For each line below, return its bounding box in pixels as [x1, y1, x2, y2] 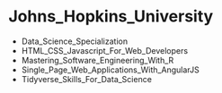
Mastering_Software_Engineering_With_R [21, 55, 174, 65]
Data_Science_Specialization [21, 36, 128, 46]
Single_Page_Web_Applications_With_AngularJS [21, 64, 200, 75]
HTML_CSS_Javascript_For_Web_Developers [21, 45, 189, 55]
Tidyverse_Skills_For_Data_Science [21, 73, 152, 84]
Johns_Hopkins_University [8, 6, 214, 27]
